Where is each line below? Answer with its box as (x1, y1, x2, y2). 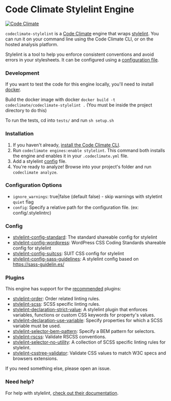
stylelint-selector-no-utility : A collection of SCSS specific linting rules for (12, 339, 166, 345)
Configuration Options (5, 182, 62, 189)
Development (5, 69, 40, 76)
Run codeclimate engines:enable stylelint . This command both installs (12, 147, 165, 153)
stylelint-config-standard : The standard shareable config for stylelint (12, 234, 157, 240)
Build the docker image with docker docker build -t (5, 96, 116, 103)
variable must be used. (12, 323, 61, 329)
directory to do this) (5, 108, 47, 114)
